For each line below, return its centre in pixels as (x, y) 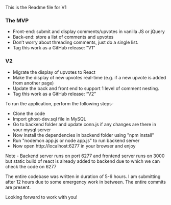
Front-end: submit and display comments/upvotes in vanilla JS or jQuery (89, 32)
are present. (18, 187)
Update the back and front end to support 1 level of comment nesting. (86, 88)
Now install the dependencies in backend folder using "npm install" (83, 135)
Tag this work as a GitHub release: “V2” (54, 94)
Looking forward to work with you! (41, 197)
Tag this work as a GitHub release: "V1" (54, 48)
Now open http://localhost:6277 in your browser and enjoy (74, 146)
